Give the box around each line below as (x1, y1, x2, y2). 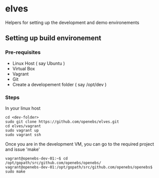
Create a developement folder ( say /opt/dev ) (12, 81, 107, 87)
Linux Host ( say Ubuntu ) (12, 60, 65, 66)
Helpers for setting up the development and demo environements (5, 19, 140, 25)
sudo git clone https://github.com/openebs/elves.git (5, 119, 120, 124)
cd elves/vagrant (5, 123, 41, 129)
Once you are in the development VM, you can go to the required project (5, 141, 155, 147)
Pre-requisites (5, 49, 41, 56)
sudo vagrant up (5, 128, 39, 133)
